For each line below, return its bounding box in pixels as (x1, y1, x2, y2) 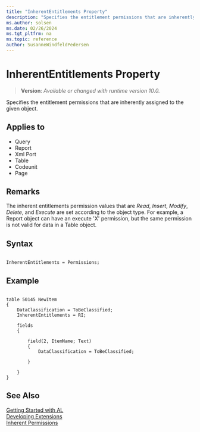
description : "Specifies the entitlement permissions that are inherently (6, 14, 196, 20)
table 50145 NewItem (6, 297, 58, 303)
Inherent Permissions (6, 419, 58, 426)
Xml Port (14, 150, 37, 157)
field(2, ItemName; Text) (27, 338, 92, 345)
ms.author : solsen (6, 20, 52, 26)
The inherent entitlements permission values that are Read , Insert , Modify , (6, 203, 188, 210)
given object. (6, 105, 39, 112)
